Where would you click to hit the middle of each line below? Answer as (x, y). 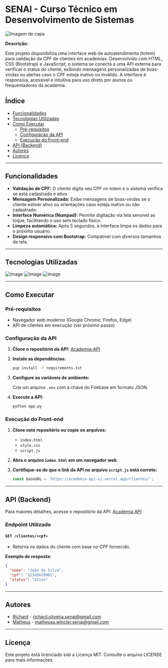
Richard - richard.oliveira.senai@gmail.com (57, 617)
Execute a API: (28, 397)
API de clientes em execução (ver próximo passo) (63, 325)
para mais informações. (29, 660)
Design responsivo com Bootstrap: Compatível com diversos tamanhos (87, 236)
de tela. (20, 241)
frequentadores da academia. (36, 85)
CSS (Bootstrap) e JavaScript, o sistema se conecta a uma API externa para (83, 64)
